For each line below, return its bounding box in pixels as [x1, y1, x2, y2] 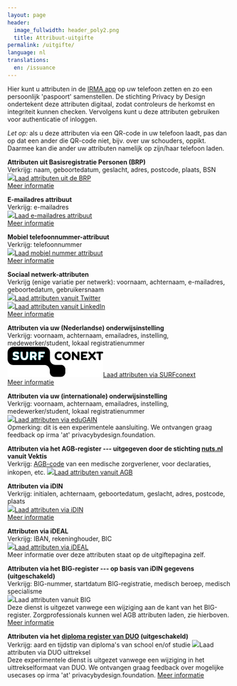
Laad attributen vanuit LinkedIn [14, 302, 105, 310]
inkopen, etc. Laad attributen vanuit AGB [7, 468, 133, 476]
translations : [7, 57, 50, 64]
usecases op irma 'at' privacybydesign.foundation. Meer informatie [7, 670, 204, 679]
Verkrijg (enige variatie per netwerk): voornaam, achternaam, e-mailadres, [7, 277, 226, 286]
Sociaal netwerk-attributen [7, 270, 89, 278]
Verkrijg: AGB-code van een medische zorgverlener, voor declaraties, [7, 459, 211, 468]
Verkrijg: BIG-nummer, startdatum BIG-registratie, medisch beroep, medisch [7, 579, 231, 588]
